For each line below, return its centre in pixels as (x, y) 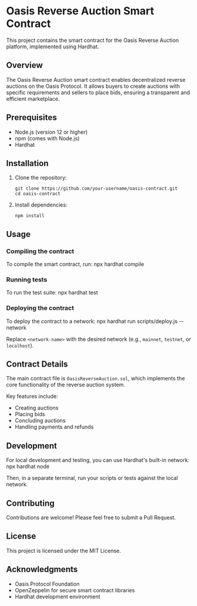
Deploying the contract (40, 308)
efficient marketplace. (33, 99)
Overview (25, 65)
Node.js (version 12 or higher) (51, 132)
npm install (29, 216)
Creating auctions (37, 408)
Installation (27, 163)
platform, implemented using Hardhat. (53, 47)
